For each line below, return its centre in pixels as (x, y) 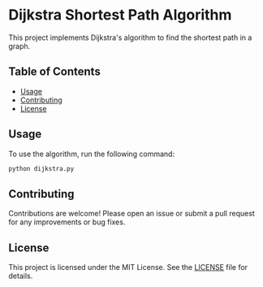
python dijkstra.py (41, 168)
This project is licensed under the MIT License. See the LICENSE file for (128, 267)
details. (21, 276)
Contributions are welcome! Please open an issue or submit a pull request (132, 214)
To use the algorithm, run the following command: (92, 154)
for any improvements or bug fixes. (67, 222)
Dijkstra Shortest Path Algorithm (120, 15)
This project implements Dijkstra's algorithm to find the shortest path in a (130, 37)
